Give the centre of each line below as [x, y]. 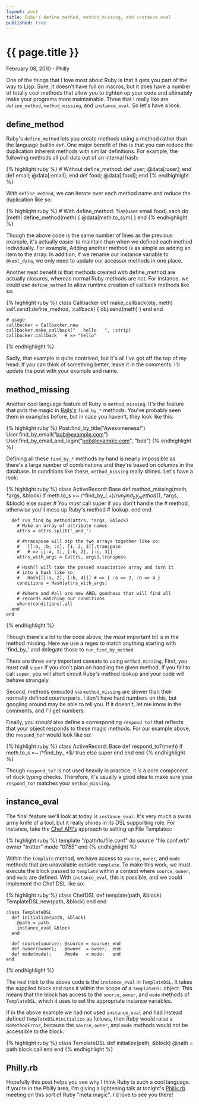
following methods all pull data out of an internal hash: [72, 158]
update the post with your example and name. [62, 371]
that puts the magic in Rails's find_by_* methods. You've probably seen [94, 410]
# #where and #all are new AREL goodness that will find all [94, 593]
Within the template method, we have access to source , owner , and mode [93, 858]
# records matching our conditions [61, 598]
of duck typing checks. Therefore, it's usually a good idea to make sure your [99, 776]
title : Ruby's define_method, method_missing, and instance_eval [89, 17]
